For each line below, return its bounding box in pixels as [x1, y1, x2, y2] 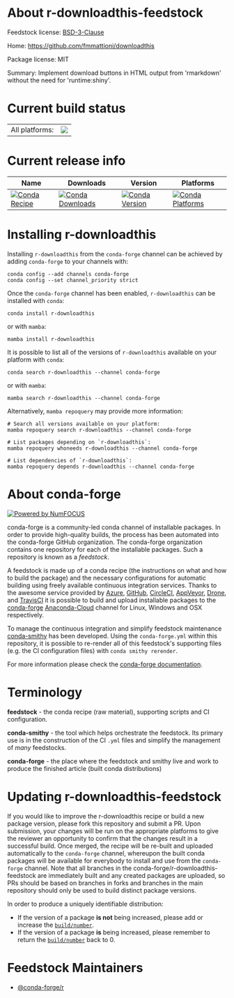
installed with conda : [7, 296, 65, 304]
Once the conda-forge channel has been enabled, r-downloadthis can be [7, 288, 216, 298]
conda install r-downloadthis [7, 309, 95, 317]
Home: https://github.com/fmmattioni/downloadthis [7, 41, 155, 50]
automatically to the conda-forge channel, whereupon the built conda [7, 849, 205, 857]
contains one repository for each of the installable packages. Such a [7, 545, 203, 553]
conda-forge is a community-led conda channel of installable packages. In [7, 522, 221, 531]
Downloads [67, 178, 107, 188]
